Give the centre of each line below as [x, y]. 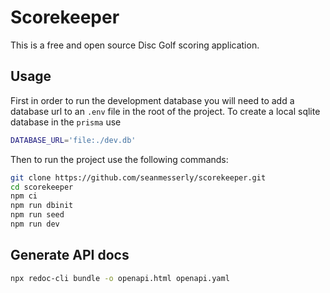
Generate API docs [70, 255]
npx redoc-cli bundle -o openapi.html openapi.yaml [120, 278]
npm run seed [37, 215]
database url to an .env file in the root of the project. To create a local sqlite [165, 111]
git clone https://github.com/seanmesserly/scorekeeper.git [138, 177]
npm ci [24, 196]
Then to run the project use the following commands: [119, 159]
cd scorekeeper [42, 187]
